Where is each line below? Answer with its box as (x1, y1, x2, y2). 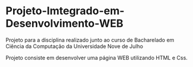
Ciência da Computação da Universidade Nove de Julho (5, 43, 144, 50)
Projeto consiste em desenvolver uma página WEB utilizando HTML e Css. (5, 54, 188, 61)
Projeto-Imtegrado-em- (5, 4, 124, 18)
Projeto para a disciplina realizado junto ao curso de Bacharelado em (5, 36, 175, 43)
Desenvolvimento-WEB (5, 17, 123, 30)
